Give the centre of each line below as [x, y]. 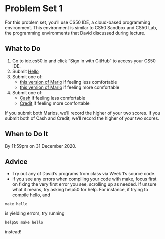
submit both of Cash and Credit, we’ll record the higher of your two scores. [82, 118]
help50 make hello [24, 223]
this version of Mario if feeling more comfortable [70, 87]
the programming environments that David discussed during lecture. [75, 33]
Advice [16, 162]
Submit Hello [25, 71]
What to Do [23, 49]
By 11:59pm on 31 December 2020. [41, 146]
